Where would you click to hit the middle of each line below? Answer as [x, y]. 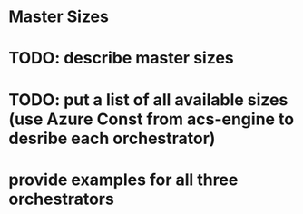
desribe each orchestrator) [112, 138]
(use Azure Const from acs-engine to [151, 119]
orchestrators [61, 199]
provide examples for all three [123, 180]
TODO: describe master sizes [122, 58]
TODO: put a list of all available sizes [148, 99]
